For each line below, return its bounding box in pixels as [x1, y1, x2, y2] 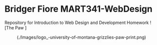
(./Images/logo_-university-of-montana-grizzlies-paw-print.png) [17, 34, 146, 40]
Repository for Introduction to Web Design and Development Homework [4, 20, 149, 25]
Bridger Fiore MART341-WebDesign [4, 3, 153, 15]
